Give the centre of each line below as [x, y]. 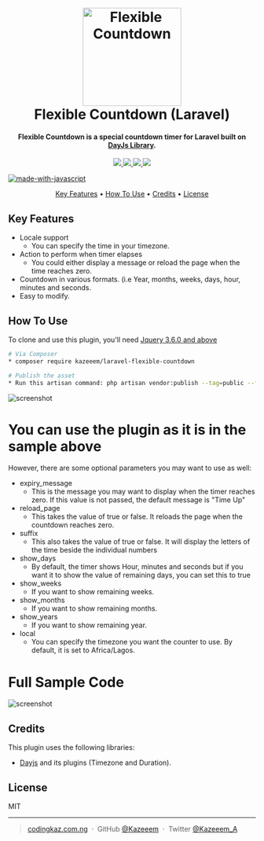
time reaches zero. [62, 271]
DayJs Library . [132, 145]
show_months [42, 600]
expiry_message [46, 483]
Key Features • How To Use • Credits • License [132, 194]
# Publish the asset [42, 376]
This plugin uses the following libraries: [71, 747]
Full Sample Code [66, 682]
